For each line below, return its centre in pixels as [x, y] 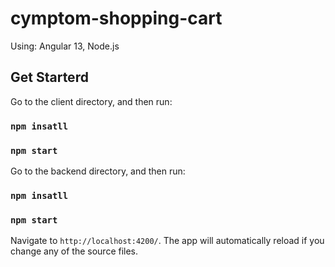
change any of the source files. [74, 251]
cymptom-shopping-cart [116, 18]
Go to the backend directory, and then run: [98, 171]
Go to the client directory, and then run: [91, 101]
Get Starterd [49, 77]
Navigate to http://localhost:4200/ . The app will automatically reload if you [167, 241]
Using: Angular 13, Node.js [65, 46]
